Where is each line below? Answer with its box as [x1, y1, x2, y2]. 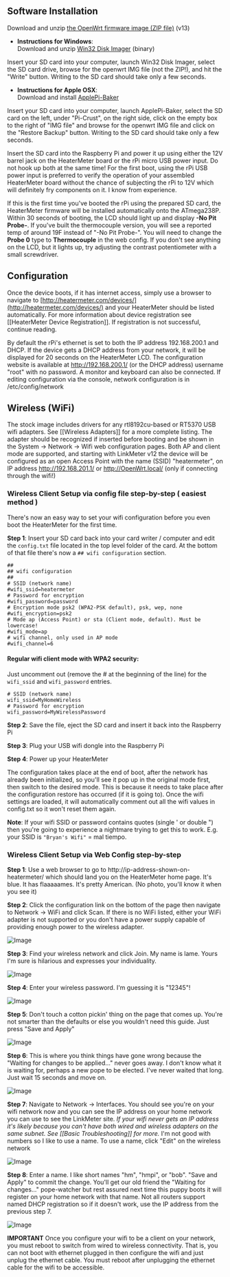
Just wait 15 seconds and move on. [7, 1074, 106, 1082]
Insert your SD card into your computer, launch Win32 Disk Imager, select [7, 58, 215, 66]
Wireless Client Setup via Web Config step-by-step [7, 850, 182, 860]
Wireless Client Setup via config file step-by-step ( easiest [7, 489, 207, 499]
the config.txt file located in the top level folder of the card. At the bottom [7, 541, 218, 550]
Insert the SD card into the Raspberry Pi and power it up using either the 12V [7, 149, 223, 157]
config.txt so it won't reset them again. [7, 804, 117, 813]
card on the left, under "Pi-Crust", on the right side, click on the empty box [7, 114, 218, 122]
